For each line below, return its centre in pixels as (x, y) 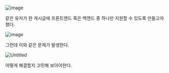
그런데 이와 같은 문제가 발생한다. (37, 45)
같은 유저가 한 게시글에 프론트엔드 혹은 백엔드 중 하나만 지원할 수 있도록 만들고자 (85, 18)
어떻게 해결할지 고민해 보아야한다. (39, 65)
